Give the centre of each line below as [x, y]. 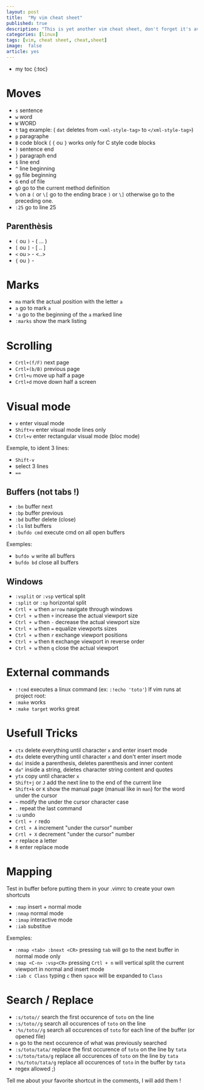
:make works [30, 702]
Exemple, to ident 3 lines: [38, 448]
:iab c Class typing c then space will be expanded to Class [89, 975]
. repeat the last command [49, 808]
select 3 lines [32, 467]
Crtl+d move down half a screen [56, 382]
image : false [24, 46]
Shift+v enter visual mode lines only [60, 430]
